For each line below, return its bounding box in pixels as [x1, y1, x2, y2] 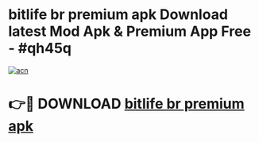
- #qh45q [8, 40, 72, 57]
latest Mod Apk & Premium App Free [8, 22, 252, 40]
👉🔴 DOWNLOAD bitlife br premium [8, 95, 245, 113]
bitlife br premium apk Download [8, 6, 229, 24]
